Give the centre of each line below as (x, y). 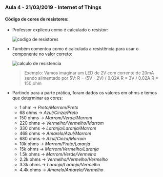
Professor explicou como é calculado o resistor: (60, 30)
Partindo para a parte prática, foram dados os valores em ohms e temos (84, 93)
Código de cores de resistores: (37, 19)
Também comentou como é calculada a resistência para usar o (75, 49)
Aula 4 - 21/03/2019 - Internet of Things (53, 7)
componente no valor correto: (42, 54)
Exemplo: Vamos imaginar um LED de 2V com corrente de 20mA (89, 73)
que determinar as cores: (37, 98)
